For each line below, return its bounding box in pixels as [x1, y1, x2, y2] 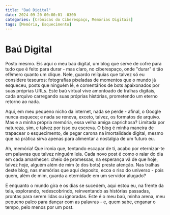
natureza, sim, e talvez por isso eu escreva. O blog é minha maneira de [5, 125, 154, 131]
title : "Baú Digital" [5, 7, 51, 13]
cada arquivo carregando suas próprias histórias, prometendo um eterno [5, 93, 158, 100]
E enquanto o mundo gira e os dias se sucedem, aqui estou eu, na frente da [5, 182, 164, 189]
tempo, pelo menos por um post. [5, 204, 74, 210]
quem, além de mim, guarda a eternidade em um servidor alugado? [5, 173, 146, 179]
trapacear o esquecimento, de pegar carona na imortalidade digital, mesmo [5, 130, 164, 136]
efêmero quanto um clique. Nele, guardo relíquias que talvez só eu [5, 71, 145, 78]
